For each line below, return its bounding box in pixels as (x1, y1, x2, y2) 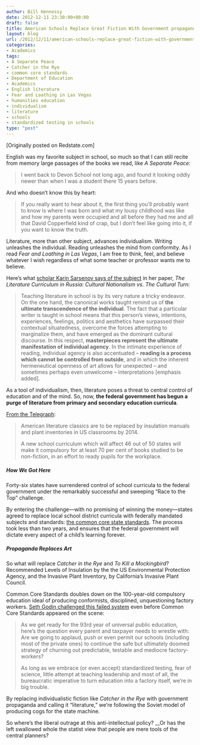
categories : (6, 42, 36, 48)
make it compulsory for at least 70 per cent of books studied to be (20, 447, 183, 454)
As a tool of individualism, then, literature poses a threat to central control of (6, 386, 193, 393)
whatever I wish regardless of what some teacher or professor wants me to (6, 257, 190, 263)
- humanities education (6, 97, 65, 103)
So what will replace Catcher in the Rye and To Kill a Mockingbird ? (6, 559, 170, 567)
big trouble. (20, 683, 49, 690)
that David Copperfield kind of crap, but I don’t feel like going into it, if (20, 220, 192, 227)
